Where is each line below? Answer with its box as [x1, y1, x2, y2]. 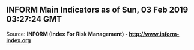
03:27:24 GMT [6, 14, 62, 25]
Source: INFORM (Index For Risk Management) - [6, 30, 128, 37]
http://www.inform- [129, 30, 180, 37]
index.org [6, 36, 31, 44]
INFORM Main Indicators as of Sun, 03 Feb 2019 [6, 5, 189, 15]
